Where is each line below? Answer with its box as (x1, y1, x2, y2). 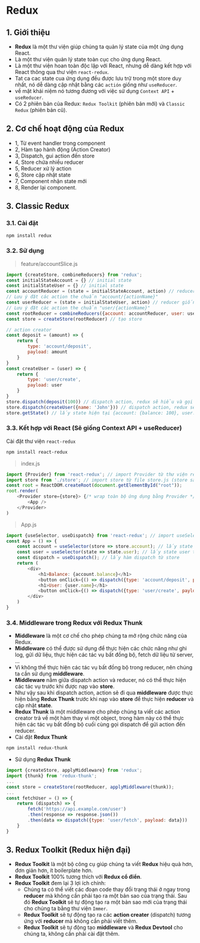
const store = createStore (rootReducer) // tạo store (6, 316, 143, 322)
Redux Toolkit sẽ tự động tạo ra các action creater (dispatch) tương (23, 911, 192, 919)
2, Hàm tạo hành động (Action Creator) (14, 145, 111, 153)
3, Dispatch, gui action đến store (14, 152, 95, 159)
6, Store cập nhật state (14, 171, 71, 178)
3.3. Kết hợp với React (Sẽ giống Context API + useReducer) (6, 424, 182, 432)
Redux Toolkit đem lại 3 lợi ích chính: (14, 880, 106, 887)
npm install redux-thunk (6, 745, 68, 751)
